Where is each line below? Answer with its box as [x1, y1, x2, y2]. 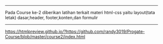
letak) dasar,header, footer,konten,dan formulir [5, 15, 98, 20]
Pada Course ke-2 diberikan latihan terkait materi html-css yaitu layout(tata [5, 10, 155, 15]
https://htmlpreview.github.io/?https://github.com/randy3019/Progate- [5, 29, 145, 34]
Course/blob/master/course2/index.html [5, 34, 86, 39]
